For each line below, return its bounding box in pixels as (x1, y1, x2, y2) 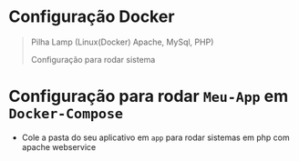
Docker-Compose (8, 106, 124, 123)
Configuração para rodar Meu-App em (8, 86, 289, 106)
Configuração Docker (8, 6, 175, 27)
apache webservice (21, 141, 97, 152)
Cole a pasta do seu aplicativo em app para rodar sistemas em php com (21, 132, 291, 143)
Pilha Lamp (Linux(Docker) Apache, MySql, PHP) (30, 36, 214, 47)
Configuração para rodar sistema (30, 54, 156, 65)
